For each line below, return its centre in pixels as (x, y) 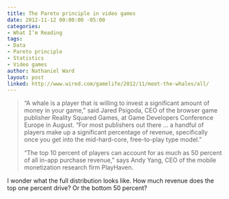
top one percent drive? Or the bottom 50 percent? (77, 188)
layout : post (26, 77)
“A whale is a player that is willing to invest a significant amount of (117, 103)
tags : (15, 39)
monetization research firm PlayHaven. (79, 167)
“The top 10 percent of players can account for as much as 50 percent (123, 153)
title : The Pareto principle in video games (71, 13)
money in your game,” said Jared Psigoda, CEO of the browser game (121, 110)
